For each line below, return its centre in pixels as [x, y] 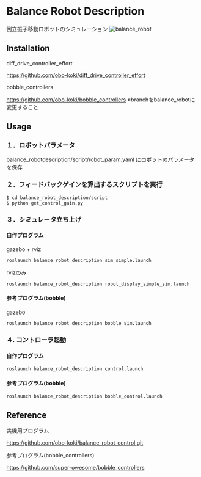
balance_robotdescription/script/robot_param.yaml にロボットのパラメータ [100, 159]
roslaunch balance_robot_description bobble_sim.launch [79, 324]
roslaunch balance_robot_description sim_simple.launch [79, 260]
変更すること [22, 107]
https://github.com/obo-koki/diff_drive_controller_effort [76, 75]
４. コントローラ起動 [36, 340]
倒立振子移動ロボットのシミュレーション [57, 29]
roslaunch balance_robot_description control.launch [75, 369]
